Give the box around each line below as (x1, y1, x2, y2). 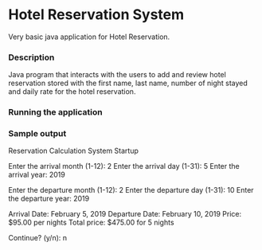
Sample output (8, 128, 67, 139)
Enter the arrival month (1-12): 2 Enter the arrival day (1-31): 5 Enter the (8, 162, 240, 171)
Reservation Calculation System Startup (8, 146, 139, 156)
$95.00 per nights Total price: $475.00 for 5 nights (8, 217, 174, 228)
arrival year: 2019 (8, 170, 65, 180)
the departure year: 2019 (8, 193, 90, 204)
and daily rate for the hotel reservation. (8, 87, 136, 96)
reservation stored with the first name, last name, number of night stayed (8, 78, 248, 88)
